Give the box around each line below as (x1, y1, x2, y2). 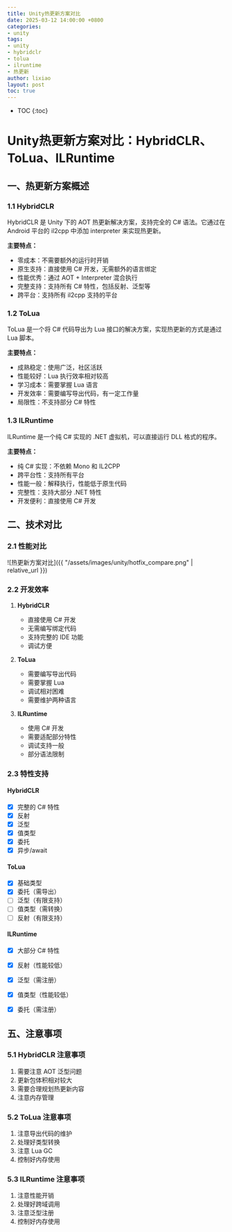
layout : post (7, 81, 45, 88)
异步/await (17, 846, 47, 855)
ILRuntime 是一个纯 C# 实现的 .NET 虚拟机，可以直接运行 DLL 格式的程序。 (7, 432, 221, 440)
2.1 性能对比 (7, 541, 47, 551)
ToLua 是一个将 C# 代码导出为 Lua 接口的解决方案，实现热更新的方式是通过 (7, 325, 222, 334)
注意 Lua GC (17, 1147, 53, 1155)
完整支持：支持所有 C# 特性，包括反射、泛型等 (17, 282, 151, 290)
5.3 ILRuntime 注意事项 (7, 1174, 85, 1184)
